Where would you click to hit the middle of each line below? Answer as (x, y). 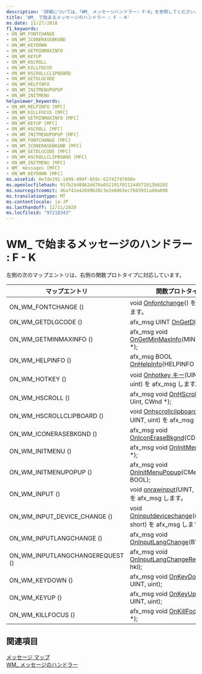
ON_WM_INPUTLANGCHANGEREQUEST (67, 556)
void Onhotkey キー (157, 375)
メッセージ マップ (28, 657)
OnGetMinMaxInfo (155, 339)
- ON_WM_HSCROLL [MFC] (35, 129)
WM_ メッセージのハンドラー (42, 664)
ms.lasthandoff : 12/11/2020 (41, 207)
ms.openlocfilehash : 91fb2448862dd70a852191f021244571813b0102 (87, 185)
